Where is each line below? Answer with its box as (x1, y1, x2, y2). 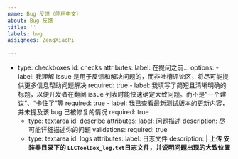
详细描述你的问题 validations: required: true (40, 126, 168, 134)
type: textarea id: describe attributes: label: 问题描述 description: (28, 116, 218, 125)
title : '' (7, 23, 37, 31)
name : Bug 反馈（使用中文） (7, 10, 82, 18)
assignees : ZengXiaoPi (7, 37, 75, 44)
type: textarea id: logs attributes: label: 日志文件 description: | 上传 (28, 134, 222, 143)
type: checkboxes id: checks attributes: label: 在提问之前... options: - (17, 63, 219, 72)
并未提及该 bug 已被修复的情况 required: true (17, 108, 149, 116)
